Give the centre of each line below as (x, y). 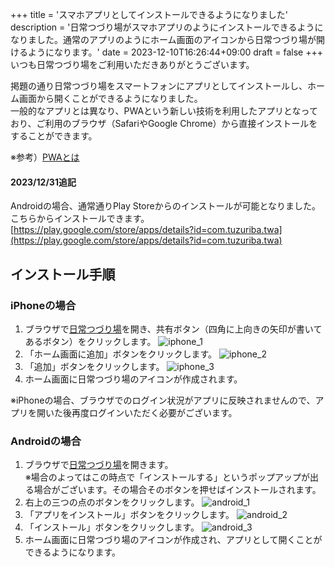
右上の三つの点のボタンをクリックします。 (112, 502)
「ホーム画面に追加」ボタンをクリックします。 (120, 354)
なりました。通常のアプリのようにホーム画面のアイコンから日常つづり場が (163, 39)
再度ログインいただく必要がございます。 (154, 412)
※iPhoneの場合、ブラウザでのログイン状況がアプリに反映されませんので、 (163, 400)
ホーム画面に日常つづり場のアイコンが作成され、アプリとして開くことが (173, 540)
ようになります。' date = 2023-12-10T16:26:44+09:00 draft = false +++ (175, 52)
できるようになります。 (73, 552)
